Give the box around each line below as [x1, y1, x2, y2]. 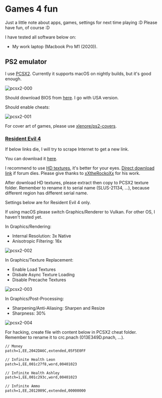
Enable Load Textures [12, 266, 56, 272]
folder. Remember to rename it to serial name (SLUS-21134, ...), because [5, 185, 150, 191]
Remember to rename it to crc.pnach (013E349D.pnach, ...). [5, 335, 125, 341]
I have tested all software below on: [5, 34, 76, 40]
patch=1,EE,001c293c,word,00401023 [5, 375, 77, 380]
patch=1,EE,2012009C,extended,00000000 [5, 388, 86, 393]
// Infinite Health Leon [5, 357, 55, 362]
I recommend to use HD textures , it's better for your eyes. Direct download [5, 165, 155, 171]
